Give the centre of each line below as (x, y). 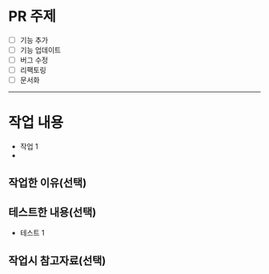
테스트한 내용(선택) (52, 212)
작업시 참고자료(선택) (57, 260)
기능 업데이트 (40, 50)
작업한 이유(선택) (48, 183)
